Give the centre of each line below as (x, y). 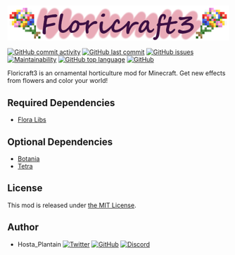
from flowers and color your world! (58, 81)
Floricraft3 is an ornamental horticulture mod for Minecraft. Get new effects (116, 73)
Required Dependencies (61, 103)
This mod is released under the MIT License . (72, 205)
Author (23, 227)
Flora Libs (32, 120)
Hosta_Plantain (39, 244)
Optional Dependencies (60, 142)
